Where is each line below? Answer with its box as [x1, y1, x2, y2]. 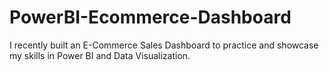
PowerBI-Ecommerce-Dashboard [9, 6, 292, 29]
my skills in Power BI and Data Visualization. [9, 49, 191, 61]
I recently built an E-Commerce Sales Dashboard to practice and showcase [9, 39, 319, 51]
